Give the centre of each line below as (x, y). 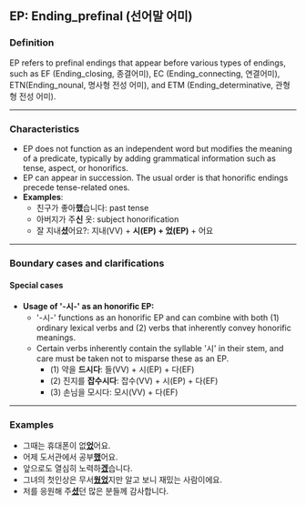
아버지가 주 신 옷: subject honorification (107, 219)
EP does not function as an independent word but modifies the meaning (158, 148)
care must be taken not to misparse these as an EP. (133, 359)
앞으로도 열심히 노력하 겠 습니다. (78, 469)
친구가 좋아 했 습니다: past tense (92, 207)
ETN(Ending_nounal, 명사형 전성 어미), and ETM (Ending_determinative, (142, 85)
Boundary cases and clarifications (87, 263)
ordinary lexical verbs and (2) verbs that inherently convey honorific (163, 328)
